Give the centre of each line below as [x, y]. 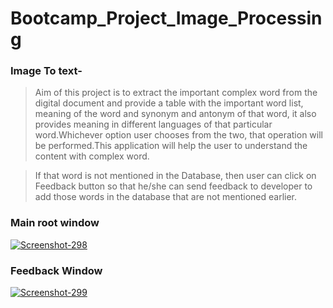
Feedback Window [56, 270]
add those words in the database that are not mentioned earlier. [166, 197]
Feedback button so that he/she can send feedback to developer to [173, 186]
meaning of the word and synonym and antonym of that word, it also [175, 114]
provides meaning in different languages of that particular [153, 124]
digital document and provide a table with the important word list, [169, 103]
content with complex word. [92, 156]
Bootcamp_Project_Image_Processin [166, 18]
